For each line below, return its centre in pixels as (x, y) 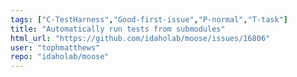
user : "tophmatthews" (55, 47)
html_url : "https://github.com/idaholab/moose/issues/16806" (140, 38)
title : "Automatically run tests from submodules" (118, 29)
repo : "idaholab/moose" (60, 57)
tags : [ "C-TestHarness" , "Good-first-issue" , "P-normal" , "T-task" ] (149, 19)
